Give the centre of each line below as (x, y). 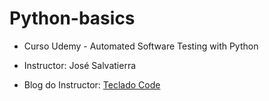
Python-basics (72, 18)
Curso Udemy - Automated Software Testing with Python (141, 46)
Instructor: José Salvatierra (80, 65)
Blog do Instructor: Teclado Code (92, 84)
